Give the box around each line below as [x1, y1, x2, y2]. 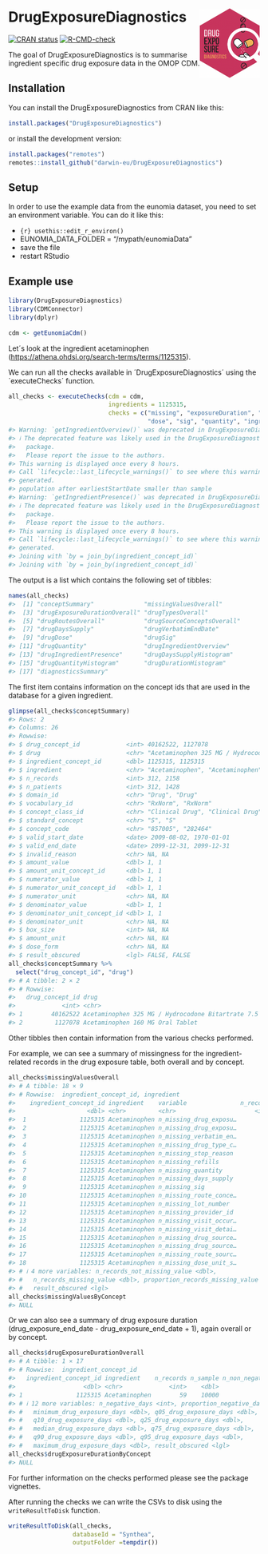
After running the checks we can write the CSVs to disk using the [8, 1496, 223, 1506]
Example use [8, 274, 74, 288]
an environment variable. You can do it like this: [8, 210, 164, 220]
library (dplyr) [8, 313, 59, 321]
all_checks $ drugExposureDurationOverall [8, 1349, 145, 1357]
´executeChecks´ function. [8, 376, 96, 385]
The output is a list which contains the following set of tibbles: [8, 575, 212, 585]
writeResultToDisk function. [8, 1505, 101, 1515]
